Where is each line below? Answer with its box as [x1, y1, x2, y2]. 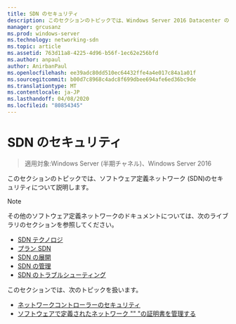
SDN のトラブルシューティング [17, 270, 107, 279]
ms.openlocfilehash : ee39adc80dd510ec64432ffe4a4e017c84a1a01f [7, 69, 197, 76]
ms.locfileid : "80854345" [7, 102, 83, 109]
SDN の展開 [17, 253, 51, 261]
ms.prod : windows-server [7, 30, 80, 37]
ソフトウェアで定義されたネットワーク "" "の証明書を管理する [17, 309, 197, 318]
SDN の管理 [17, 261, 51, 270]
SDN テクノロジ [17, 235, 63, 244]
